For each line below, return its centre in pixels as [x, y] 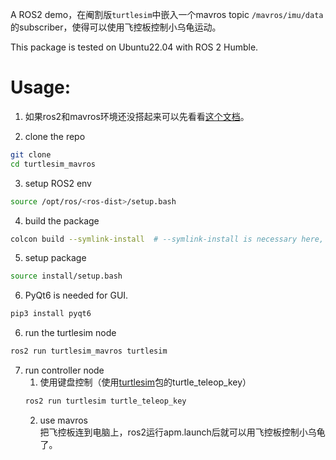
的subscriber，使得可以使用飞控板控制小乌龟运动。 [116, 27]
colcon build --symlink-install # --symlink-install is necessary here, [167, 239]
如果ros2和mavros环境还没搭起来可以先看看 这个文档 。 [137, 116]
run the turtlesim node [70, 333]
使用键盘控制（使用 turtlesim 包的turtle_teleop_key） [145, 382]
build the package [62, 220]
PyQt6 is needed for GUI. [76, 295]
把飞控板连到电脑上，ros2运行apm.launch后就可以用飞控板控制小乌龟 [182, 432]
